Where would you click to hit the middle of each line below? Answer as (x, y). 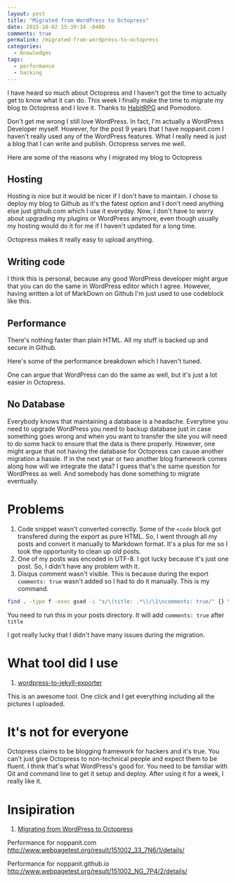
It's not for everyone (68, 732)
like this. (19, 301)
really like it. (25, 782)
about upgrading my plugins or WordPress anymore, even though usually (113, 219)
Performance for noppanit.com (52, 843)
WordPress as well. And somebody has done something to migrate (104, 473)
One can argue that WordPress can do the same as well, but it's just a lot (112, 375)
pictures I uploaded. (36, 703)
